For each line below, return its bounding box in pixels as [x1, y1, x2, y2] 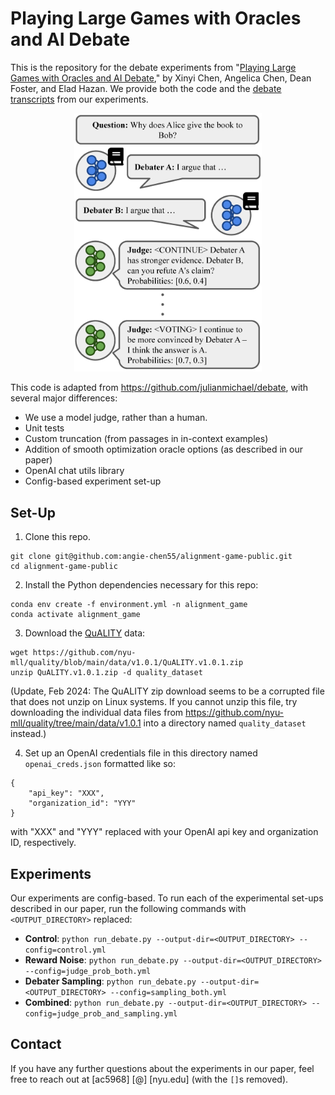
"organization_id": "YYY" [28, 798, 137, 809]
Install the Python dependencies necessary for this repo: [24, 579, 259, 591]
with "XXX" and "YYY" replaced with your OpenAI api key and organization [10, 826, 319, 838]
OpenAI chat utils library [24, 465, 125, 477]
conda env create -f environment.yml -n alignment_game [10, 600, 248, 610]
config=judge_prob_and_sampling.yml [24, 1009, 178, 1019]
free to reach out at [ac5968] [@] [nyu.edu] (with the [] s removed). [10, 1073, 289, 1085]
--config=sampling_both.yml [109, 988, 227, 998]
